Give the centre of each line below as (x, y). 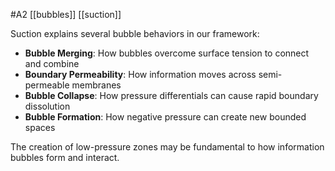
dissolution (47, 106)
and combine (52, 63)
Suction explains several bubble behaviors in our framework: (135, 33)
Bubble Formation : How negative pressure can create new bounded (165, 117)
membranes (96, 85)
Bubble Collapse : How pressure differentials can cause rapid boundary (171, 95)
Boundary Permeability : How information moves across (140, 74)
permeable (47, 85)
